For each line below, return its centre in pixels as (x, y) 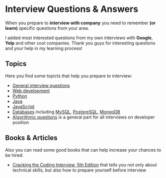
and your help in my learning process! (44, 48)
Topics (16, 64)
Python (20, 96)
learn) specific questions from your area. (47, 28)
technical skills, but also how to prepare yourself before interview (79, 170)
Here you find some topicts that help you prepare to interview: (69, 76)
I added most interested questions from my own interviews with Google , (79, 38)
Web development (31, 91)
